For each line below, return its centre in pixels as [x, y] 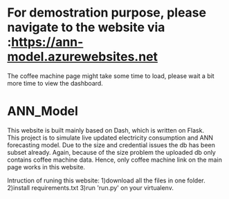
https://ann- [47, 42]
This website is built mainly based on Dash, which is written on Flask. [106, 130]
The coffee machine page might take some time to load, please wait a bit [111, 76]
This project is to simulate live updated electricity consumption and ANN [110, 138]
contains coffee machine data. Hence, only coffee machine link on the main [115, 160]
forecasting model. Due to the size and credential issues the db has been [111, 145]
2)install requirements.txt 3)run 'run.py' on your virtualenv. [91, 187]
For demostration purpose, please [107, 13]
